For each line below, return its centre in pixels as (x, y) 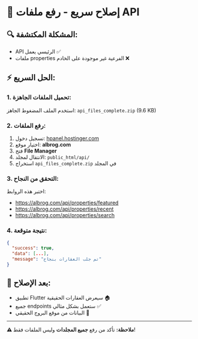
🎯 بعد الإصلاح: (29, 283)
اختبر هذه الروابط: (26, 191)
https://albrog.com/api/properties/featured (67, 203)
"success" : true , (33, 248)
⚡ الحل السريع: (31, 78)
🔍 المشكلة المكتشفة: (42, 34)
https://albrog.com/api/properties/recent (64, 209)
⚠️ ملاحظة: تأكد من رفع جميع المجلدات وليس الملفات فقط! (71, 330)
